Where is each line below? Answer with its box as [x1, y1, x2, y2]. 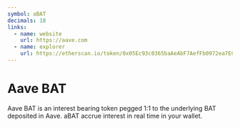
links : [7, 23, 27, 31]
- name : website [14, 30, 62, 38]
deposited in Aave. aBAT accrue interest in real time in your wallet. [7, 111, 202, 120]
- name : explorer [14, 43, 66, 50]
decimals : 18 [7, 17, 46, 24]
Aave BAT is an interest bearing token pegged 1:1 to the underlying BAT [7, 104, 216, 112]
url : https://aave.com [20, 37, 88, 44]
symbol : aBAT [7, 10, 46, 18]
